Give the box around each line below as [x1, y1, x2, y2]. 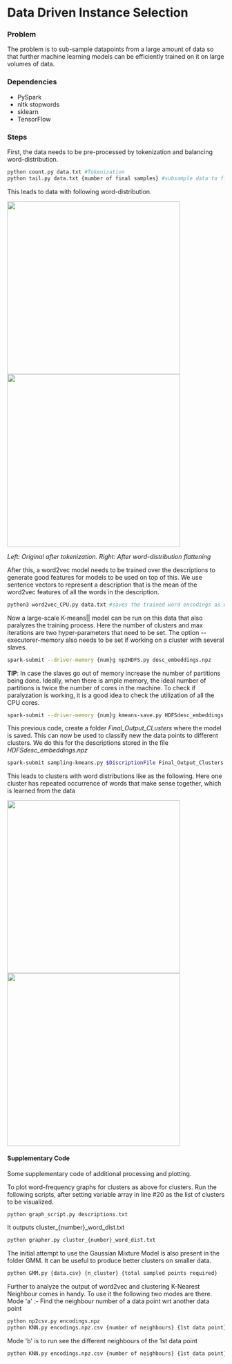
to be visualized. [7, 1197, 54, 1206]
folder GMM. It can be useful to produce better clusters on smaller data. [7, 1256, 212, 1265]
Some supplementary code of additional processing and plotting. [7, 1169, 192, 1177]
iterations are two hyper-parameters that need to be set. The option [7, 628, 200, 636]
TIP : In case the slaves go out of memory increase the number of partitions [7, 669, 221, 677]
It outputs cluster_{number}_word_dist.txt [7, 1223, 125, 1231]
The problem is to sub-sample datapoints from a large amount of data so [7, 45, 214, 53]
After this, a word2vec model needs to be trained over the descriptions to [7, 565, 216, 574]
